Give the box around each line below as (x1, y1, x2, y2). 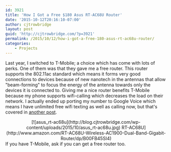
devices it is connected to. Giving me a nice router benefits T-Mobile (5, 87, 150, 93)
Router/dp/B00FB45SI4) (60, 135, 112, 141)
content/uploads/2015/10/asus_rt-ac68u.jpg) (26, 124, 121, 130)
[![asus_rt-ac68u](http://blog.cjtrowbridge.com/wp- (31, 119, 141, 125)
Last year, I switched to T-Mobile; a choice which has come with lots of (5, 60, 155, 66)
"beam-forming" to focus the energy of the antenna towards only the (5, 82, 151, 88)
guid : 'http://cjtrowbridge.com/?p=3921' (5, 31, 95, 36)
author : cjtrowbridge (5, 22, 52, 27)
